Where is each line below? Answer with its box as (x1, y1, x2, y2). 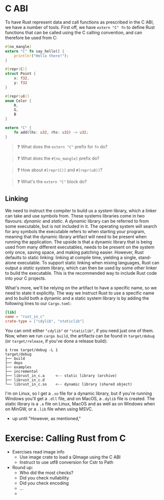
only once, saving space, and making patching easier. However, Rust (5, 249, 144, 255)
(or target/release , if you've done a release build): (5, 338, 108, 344)
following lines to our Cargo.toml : (5, 300, 72, 306)
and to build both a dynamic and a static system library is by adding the (5, 295, 149, 301)
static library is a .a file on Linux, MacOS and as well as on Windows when (5, 401, 155, 407)
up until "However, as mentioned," (12, 416, 81, 422)
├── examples (5, 365, 32, 370)
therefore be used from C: (5, 35, 58, 41)
